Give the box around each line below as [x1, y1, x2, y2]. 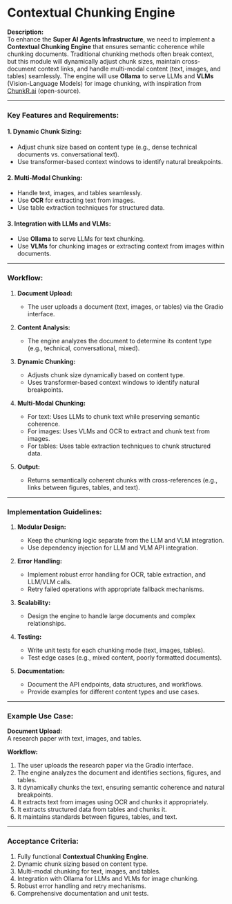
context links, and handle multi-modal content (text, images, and [37, 64, 221, 73]
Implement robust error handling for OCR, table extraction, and [27, 570, 206, 579]
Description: [7, 28, 43, 36]
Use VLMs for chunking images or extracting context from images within [17, 242, 224, 251]
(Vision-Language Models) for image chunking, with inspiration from [7, 79, 202, 87]
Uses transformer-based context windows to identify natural [27, 378, 200, 386]
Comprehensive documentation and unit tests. [17, 889, 149, 897]
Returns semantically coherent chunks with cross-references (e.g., [27, 476, 217, 484]
